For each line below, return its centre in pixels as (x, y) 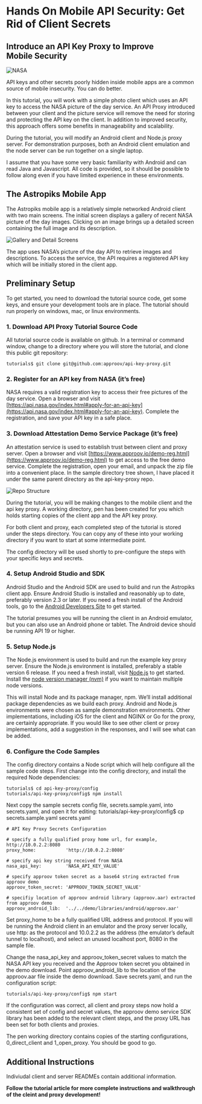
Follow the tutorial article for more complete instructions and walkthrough (101, 1088)
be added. (19, 736)
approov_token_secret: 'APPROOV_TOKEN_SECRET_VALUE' (74, 887)
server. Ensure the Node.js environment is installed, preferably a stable (94, 666)
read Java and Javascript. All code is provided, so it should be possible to (98, 169)
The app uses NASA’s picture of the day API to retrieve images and (89, 251)
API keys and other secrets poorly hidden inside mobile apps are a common (100, 82)
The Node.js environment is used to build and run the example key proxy (96, 660)
